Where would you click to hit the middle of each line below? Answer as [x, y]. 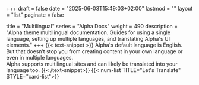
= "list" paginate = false [35, 15]
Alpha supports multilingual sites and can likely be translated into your [92, 64]
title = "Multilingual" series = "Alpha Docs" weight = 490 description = [92, 26]
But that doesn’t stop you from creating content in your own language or [94, 51]
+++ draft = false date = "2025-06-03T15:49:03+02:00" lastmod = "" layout [99, 9]
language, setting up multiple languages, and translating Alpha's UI [88, 39]
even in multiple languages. [40, 58]
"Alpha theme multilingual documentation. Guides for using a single [89, 32]
